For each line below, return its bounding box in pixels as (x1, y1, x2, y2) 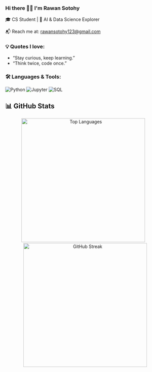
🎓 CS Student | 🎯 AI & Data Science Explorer (5, 16, 100, 22)
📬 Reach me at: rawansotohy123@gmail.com (5, 28, 101, 35)
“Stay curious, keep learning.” (12, 54, 75, 60)
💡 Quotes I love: (5, 43, 45, 50)
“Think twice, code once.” (12, 60, 67, 66)
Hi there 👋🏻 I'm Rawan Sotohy (5, 5, 80, 12)
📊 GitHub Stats (5, 102, 55, 111)
